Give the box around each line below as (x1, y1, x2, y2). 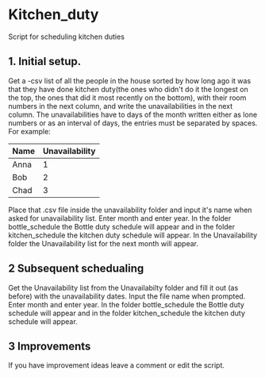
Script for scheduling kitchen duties (8, 32, 125, 41)
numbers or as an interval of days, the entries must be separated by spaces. (8, 118, 258, 128)
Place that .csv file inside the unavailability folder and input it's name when (8, 205, 252, 214)
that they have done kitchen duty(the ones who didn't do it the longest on (8, 84, 248, 94)
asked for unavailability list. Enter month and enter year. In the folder (8, 213, 232, 223)
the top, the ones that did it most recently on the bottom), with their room (8, 93, 247, 102)
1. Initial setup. (8, 55, 82, 68)
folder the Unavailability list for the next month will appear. (8, 238, 198, 248)
